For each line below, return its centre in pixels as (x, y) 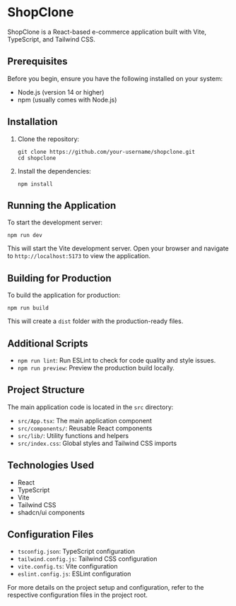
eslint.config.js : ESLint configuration (74, 574)
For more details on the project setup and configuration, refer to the (106, 588)
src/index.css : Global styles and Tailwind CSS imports (97, 443)
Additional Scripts (48, 343)
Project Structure (46, 390)
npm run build (28, 308)
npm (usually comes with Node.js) (67, 99)
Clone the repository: (48, 139)
